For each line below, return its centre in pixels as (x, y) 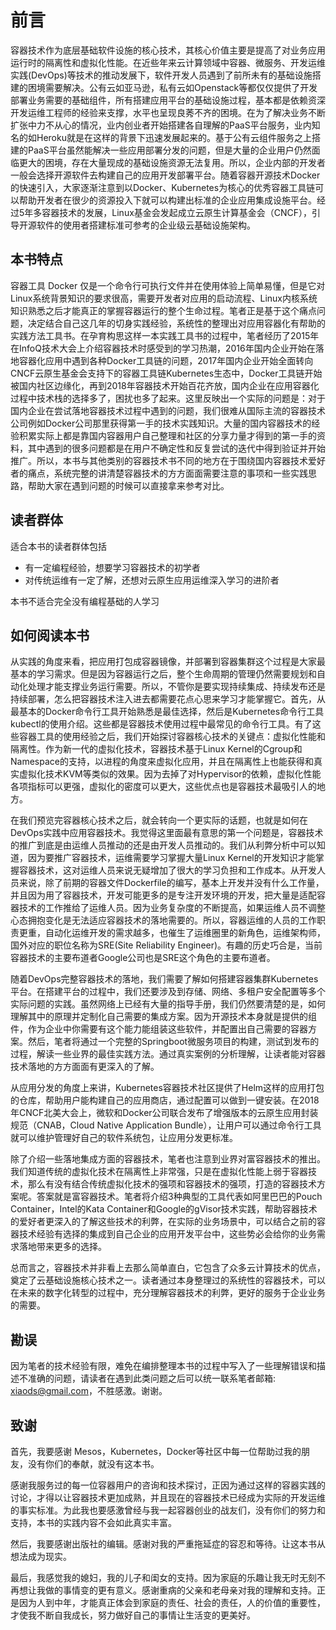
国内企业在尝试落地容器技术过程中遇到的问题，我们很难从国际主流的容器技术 (168, 410)
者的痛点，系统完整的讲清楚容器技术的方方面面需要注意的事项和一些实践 (159, 473)
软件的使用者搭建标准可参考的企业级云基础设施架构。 (146, 225)
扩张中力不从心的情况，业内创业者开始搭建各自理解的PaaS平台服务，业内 (161, 125)
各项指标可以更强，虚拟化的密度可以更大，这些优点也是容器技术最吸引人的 (163, 787)
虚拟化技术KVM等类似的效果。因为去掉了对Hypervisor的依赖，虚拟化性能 (170, 774)
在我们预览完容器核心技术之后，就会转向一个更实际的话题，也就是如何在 (159, 820)
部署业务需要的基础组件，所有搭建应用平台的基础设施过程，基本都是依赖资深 (168, 100)
